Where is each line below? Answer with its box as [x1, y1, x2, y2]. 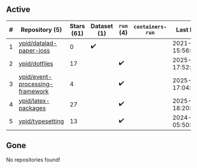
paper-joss [18, 46, 50, 54]
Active [6, 5, 30, 15]
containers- [133, 23, 167, 30]
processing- [18, 80, 54, 88]
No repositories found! [6, 156, 60, 163]
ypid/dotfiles [18, 60, 54, 68]
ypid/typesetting [18, 117, 64, 125]
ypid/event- [18, 72, 52, 80]
